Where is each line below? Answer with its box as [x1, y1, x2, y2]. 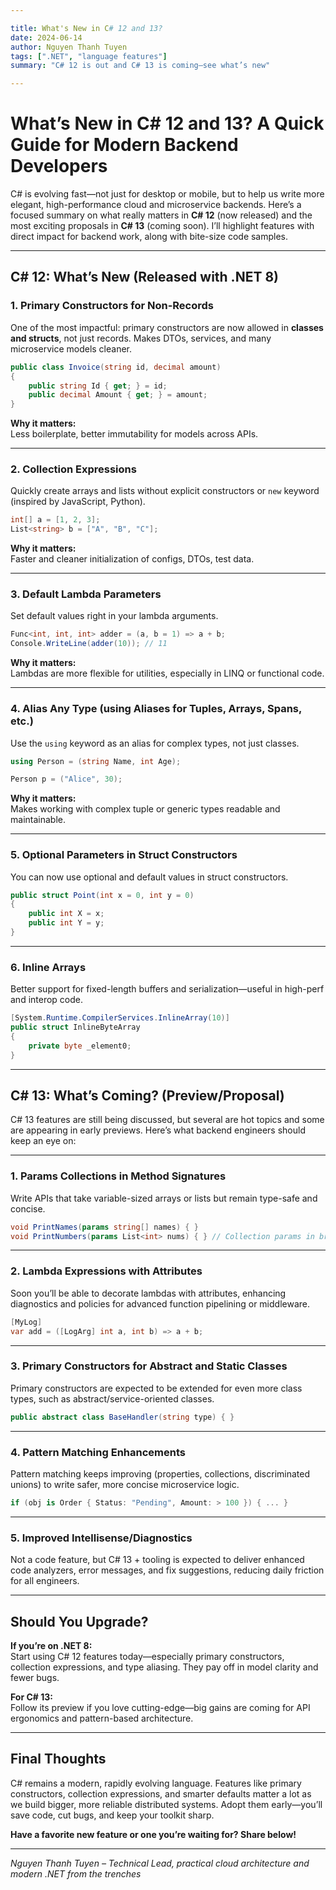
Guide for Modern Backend [10, 134, 239, 156]
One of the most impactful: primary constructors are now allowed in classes [10, 321, 324, 333]
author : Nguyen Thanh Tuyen [10, 42, 128, 52]
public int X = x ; [28, 909, 105, 919]
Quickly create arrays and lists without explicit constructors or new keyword [10, 485, 320, 497]
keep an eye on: [10, 1135, 77, 1147]
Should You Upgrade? [10, 1613, 149, 1630]
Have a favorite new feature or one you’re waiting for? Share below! [10, 1828, 297, 1840]
